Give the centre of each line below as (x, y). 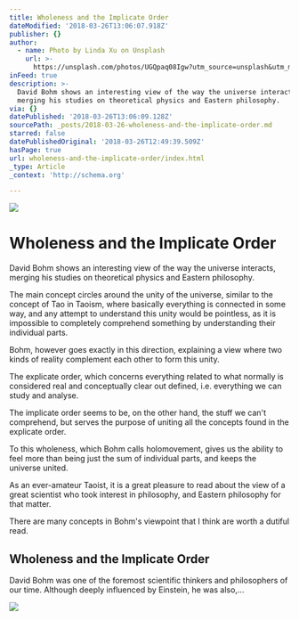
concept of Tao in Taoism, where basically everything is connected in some (148, 305)
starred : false (37, 134)
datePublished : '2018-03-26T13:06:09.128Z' (91, 117)
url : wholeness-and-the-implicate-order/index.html (107, 158)
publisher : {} (36, 34)
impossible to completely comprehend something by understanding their (142, 323)
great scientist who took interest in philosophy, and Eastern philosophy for (145, 494)
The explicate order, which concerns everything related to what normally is (147, 377)
